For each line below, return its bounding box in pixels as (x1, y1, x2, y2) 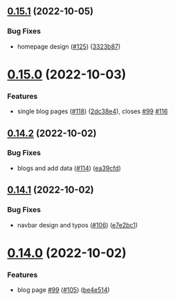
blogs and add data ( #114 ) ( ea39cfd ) (17, 163, 121, 172)
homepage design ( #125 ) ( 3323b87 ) (17, 42, 121, 51)
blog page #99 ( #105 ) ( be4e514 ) (17, 286, 111, 294)
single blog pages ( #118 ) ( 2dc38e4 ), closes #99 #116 (17, 107, 168, 115)
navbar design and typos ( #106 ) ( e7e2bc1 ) (17, 220, 138, 229)
